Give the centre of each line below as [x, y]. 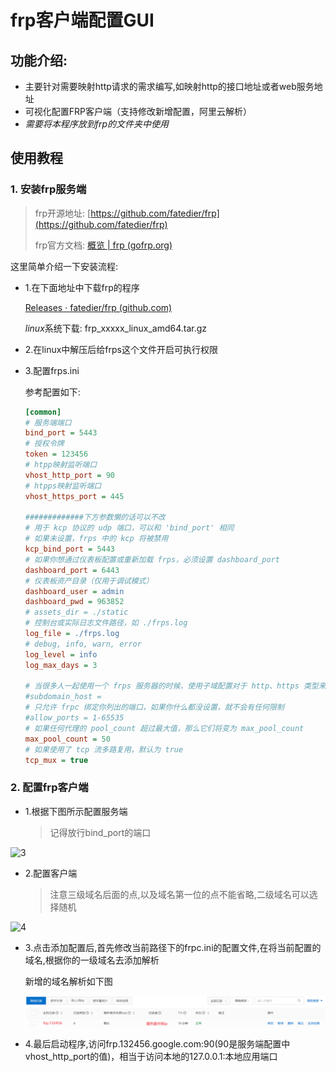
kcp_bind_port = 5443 [70, 549]
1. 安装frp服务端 [48, 189]
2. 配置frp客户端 [49, 788]
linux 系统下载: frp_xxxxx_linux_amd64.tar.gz [116, 328]
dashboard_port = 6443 [72, 570]
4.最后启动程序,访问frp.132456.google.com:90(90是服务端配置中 [157, 1044]
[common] [43, 412]
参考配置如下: [52, 392]
